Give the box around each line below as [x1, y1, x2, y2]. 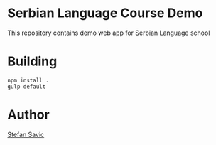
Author [7, 107, 50, 123]
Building [7, 53, 58, 70]
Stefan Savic [7, 130, 45, 139]
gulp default [7, 83, 46, 90]
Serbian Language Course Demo [7, 5, 203, 21]
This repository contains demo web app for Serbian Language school [7, 28, 210, 37]
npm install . [7, 77, 50, 84]
